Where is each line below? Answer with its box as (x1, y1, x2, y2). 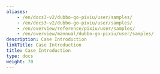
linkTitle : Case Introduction (6, 42, 82, 48)
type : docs (6, 53, 34, 59)
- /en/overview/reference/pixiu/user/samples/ (17, 25, 135, 32)
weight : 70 (6, 58, 34, 64)
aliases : (6, 8, 28, 15)
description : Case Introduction (6, 36, 87, 42)
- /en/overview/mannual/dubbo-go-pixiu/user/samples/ (17, 31, 154, 37)
